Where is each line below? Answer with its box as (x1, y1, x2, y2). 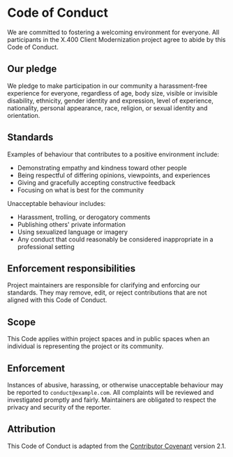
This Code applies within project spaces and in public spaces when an (7, 335, 210, 343)
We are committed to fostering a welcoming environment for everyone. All (7, 28, 220, 36)
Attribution (7, 424, 56, 435)
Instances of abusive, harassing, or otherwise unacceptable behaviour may (7, 381, 223, 389)
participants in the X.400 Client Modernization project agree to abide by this (7, 35, 226, 43)
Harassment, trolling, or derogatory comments (17, 213, 151, 221)
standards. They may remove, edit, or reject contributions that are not (7, 288, 207, 297)
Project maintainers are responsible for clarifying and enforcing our (7, 281, 200, 290)
